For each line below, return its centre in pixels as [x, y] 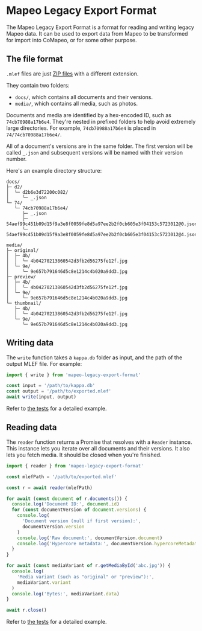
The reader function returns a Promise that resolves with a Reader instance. [99, 442]
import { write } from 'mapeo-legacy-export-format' [74, 375]
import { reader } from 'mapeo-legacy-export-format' [75, 466]
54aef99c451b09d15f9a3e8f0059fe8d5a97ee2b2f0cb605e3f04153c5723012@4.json [102, 234]
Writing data [30, 343]
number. [17, 159]
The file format [35, 59]
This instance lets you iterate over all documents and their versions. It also [98, 448]
